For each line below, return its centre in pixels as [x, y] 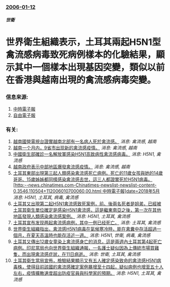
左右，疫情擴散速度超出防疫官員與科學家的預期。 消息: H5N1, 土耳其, [84, 273]
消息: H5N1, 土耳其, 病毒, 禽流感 [46, 198]
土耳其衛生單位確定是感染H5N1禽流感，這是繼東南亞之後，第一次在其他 [87, 210]
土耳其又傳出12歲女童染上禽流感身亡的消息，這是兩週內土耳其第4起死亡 [88, 242]
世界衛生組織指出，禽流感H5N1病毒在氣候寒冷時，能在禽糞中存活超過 [85, 229]
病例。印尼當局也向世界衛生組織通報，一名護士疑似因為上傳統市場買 [84, 248]
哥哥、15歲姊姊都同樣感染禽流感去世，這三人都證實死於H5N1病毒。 [83, 179]
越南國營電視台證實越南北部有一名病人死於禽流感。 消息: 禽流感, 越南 [85, 141]
